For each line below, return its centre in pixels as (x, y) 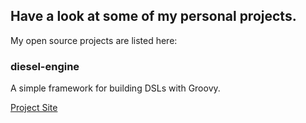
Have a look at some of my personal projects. (153, 16)
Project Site (34, 108)
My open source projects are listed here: (94, 40)
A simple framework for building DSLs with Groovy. (115, 88)
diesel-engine (45, 66)
